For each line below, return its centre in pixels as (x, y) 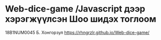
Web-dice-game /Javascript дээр (75, 9)
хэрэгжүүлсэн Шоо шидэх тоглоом (81, 19)
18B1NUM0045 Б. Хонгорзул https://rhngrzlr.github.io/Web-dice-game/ (77, 32)
